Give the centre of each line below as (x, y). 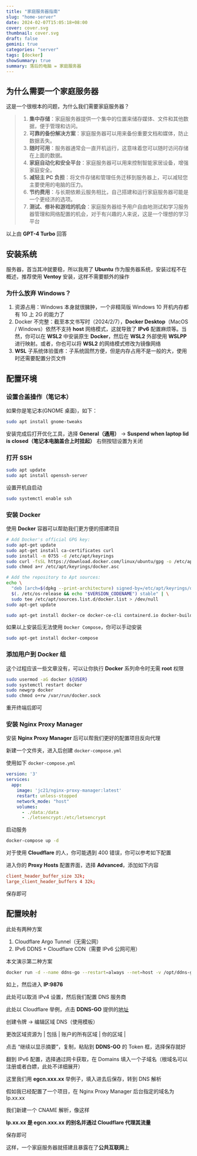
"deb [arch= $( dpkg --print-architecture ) (63, 589)
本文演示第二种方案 (29, 961)
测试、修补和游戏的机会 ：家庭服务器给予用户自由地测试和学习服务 (109, 207)
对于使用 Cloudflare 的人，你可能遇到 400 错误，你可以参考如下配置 (89, 852)
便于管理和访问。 (60, 126)
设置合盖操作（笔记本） (39, 397)
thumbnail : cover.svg (33, 33)
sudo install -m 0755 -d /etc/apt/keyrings (60, 556)
